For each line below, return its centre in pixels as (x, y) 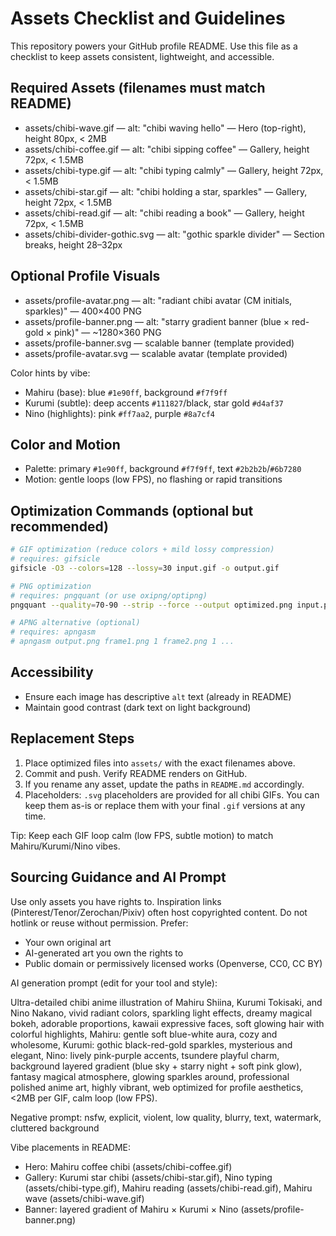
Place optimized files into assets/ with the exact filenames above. (160, 763)
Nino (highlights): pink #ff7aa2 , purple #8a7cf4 (120, 413)
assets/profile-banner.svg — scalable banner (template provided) (159, 343)
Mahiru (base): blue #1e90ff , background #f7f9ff (126, 392)
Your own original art (68, 942)
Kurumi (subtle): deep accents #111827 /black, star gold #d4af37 (154, 403)
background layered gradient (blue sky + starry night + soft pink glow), (156, 1066)
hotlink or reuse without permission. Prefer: (99, 923)
